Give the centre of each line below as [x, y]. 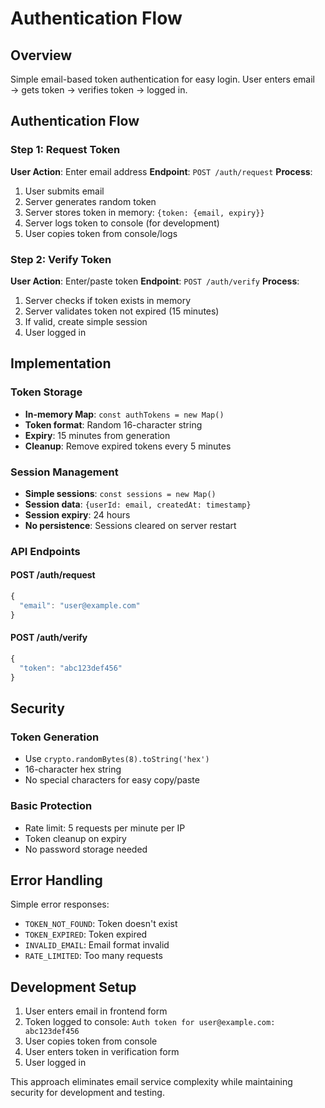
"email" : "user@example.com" [80, 605]
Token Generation [55, 737]
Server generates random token [90, 201]
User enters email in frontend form [96, 1011]
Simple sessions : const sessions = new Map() [120, 493]
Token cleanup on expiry [75, 838]
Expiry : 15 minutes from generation [97, 435]
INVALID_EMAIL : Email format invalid [97, 945]
